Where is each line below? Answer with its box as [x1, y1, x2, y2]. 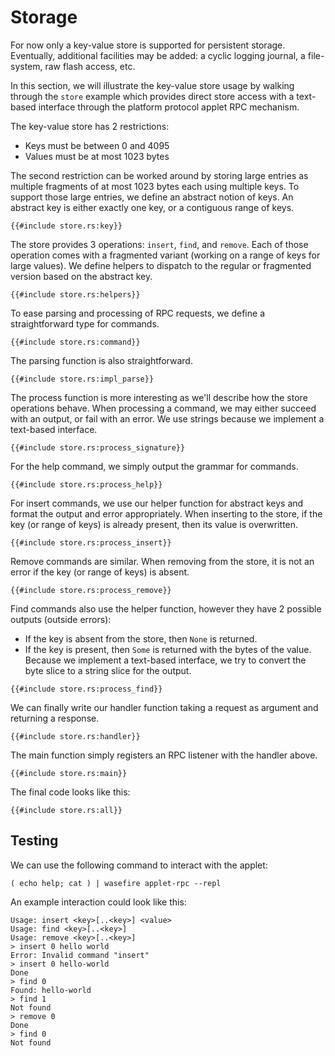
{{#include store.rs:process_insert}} [10, 537, 172, 548]
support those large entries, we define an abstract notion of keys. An [10, 191, 294, 203]
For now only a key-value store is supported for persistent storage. [10, 39, 286, 51]
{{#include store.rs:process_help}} [10, 479, 163, 490]
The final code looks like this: [10, 786, 131, 798]
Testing [10, 832, 59, 850]
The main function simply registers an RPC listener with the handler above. [10, 749, 318, 761]
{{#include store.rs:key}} [10, 221, 123, 231]
